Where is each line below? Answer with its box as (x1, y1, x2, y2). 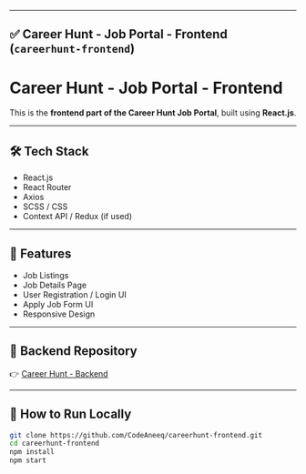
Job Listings (22, 269, 69, 280)
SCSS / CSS (22, 201, 68, 212)
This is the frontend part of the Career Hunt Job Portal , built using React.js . (9, 107, 297, 118)
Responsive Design (22, 308, 96, 319)
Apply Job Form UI (22, 298, 94, 309)
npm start (9, 456, 47, 465)
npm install (9, 448, 55, 457)
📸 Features (9, 246, 72, 261)
